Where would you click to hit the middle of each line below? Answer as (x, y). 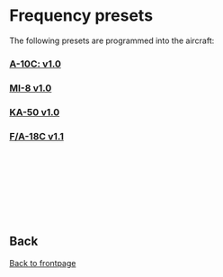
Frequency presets (81, 16)
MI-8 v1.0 (31, 88)
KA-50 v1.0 (35, 112)
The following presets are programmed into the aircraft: (112, 40)
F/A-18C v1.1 (37, 136)
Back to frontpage (43, 263)
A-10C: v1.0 (35, 64)
